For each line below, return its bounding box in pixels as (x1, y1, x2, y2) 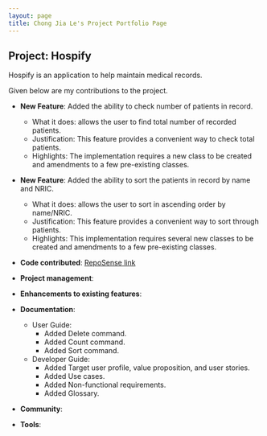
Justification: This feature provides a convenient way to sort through (31, 216, 259, 226)
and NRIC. (19, 184, 55, 194)
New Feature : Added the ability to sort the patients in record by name (19, 175, 251, 185)
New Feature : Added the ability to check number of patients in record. (19, 101, 253, 111)
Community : (19, 404, 63, 414)
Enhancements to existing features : (19, 289, 142, 298)
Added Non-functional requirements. (43, 380, 166, 390)
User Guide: (31, 320, 72, 330)
